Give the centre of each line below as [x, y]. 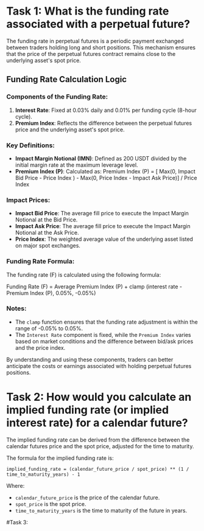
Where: [16, 485]
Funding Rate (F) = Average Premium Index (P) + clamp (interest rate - [94, 286]
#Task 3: [17, 522]
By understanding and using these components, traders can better [90, 359]
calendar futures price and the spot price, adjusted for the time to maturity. [100, 446]
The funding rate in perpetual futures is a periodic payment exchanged [95, 41]
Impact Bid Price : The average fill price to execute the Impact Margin [102, 213]
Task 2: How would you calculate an [99, 397]
